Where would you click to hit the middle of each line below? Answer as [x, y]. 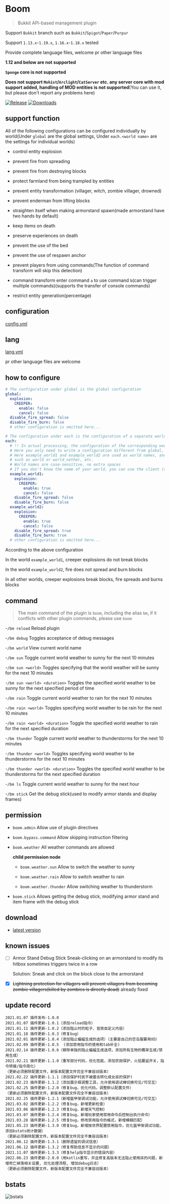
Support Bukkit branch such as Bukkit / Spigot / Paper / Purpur [67, 32]
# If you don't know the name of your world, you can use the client [84, 469]
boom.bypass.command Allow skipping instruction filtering [70, 837]
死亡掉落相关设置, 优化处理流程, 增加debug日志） [55, 1163]
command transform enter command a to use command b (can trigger [84, 280]
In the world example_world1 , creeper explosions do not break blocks [77, 560]
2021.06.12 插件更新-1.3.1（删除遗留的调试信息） [53, 1142]
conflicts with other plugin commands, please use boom [75, 618]
